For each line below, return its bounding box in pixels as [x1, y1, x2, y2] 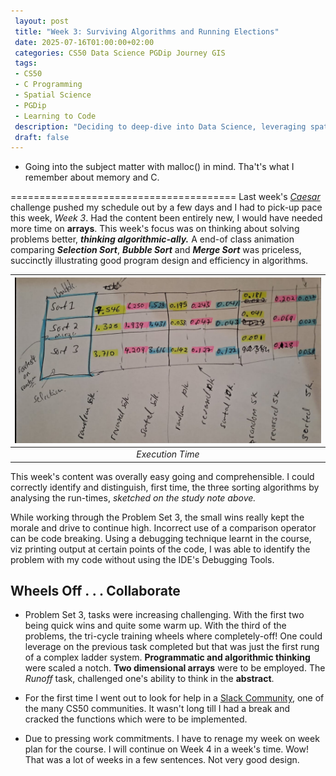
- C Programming [14, 80, 83, 90]
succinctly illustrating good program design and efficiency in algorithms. [10, 255, 309, 267]
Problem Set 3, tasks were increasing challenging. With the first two [24, 609, 305, 621]
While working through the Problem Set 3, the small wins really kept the [10, 511, 305, 523]
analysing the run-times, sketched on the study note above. [10, 491, 257, 504]
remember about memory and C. [24, 171, 160, 184]
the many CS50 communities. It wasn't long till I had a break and [24, 703, 291, 715]
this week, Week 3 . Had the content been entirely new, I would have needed [10, 212, 323, 224]
